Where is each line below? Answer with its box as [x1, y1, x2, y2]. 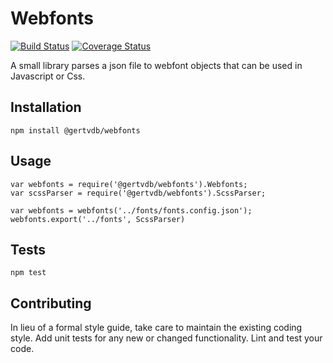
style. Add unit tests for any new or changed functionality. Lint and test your [10, 332, 323, 344]
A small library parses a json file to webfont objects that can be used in [10, 59, 303, 71]
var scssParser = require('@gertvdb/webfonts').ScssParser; [10, 188, 267, 198]
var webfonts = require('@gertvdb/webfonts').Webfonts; [10, 179, 248, 189]
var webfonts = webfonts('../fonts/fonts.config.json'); [10, 205, 253, 216]
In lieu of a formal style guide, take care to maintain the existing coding [10, 322, 303, 334]
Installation [10, 99, 82, 116]
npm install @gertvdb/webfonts [10, 125, 141, 136]
